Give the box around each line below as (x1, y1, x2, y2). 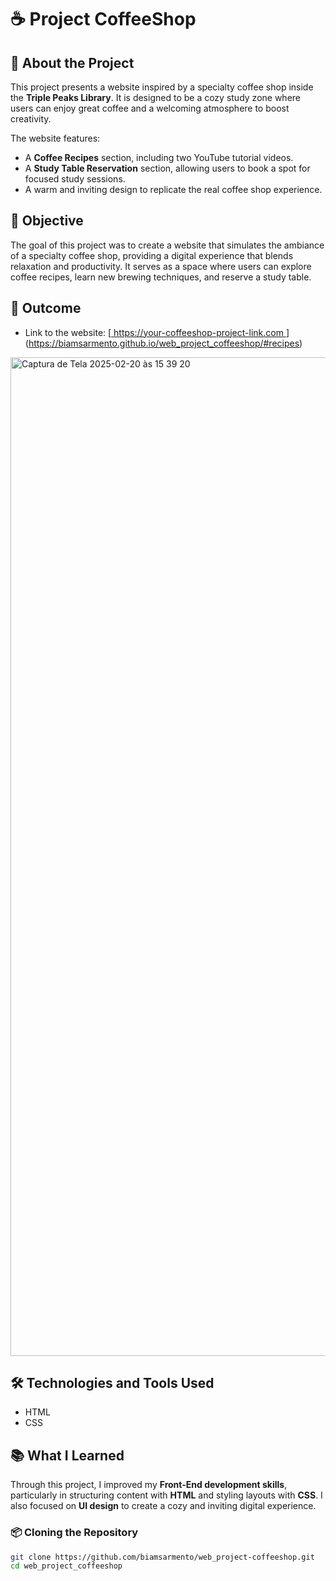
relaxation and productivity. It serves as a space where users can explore (10, 260, 312, 272)
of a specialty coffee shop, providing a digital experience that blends (10, 249, 294, 261)
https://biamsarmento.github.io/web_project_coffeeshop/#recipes (28, 337, 300, 349)
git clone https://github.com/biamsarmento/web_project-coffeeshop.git (10, 1552, 315, 1562)
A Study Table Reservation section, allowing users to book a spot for (24, 162, 311, 174)
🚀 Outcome (10, 300, 82, 317)
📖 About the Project (10, 54, 135, 71)
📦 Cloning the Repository (10, 1526, 139, 1540)
